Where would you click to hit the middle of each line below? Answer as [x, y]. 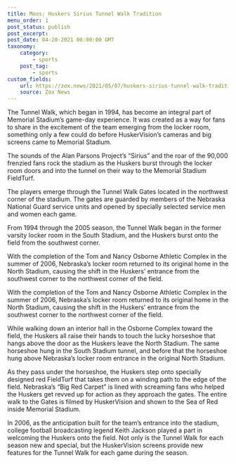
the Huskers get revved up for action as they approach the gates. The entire [117, 394]
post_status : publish [39, 27]
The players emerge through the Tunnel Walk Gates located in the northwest [118, 192]
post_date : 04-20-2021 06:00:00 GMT [61, 40]
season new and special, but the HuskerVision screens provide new [105, 445]
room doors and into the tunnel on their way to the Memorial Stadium [107, 171]
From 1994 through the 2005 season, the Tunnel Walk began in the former [114, 228]
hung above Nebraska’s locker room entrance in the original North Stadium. [117, 359]
